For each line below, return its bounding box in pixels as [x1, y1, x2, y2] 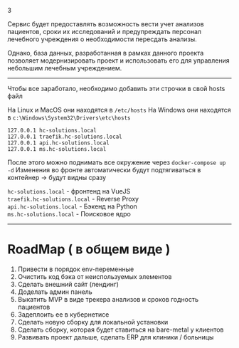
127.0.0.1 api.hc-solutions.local [7, 139, 110, 147]
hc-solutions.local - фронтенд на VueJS [7, 187, 131, 195]
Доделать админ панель [17, 288, 92, 296]
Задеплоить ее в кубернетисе [17, 310, 110, 319]
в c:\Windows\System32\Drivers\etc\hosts [7, 113, 131, 122]
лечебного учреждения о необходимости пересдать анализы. [7, 35, 197, 43]
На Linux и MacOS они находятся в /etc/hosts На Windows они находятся [7, 106, 231, 114]
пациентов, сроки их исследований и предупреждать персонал [7, 28, 201, 36]
